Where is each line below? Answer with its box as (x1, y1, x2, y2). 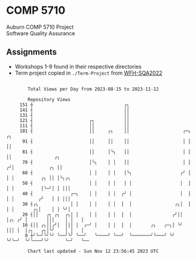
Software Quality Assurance (6, 29, 75, 36)
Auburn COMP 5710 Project (6, 23, 74, 30)
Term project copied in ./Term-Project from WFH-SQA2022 (14, 69, 163, 77)
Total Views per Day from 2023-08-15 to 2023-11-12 (27, 86, 160, 92)
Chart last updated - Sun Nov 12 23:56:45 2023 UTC (27, 248, 160, 254)
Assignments (6, 47, 57, 57)
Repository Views (27, 96, 71, 102)
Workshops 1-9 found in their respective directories (14, 63, 142, 70)
